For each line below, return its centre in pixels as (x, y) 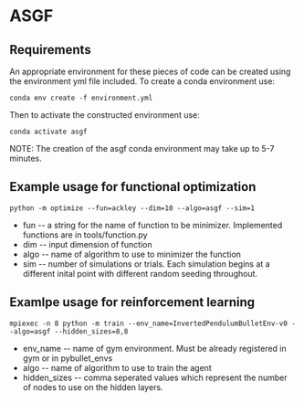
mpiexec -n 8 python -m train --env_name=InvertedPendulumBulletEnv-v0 (148, 323)
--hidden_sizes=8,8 (91, 331)
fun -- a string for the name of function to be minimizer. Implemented (152, 225)
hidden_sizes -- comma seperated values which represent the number (155, 377)
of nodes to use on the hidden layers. (93, 387)
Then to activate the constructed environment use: (105, 115)
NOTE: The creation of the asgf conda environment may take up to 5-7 (142, 148)
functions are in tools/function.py (85, 235)
